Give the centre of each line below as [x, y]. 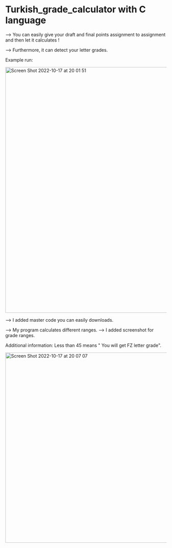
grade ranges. [20, 335]
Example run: [19, 60]
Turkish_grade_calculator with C [76, 9]
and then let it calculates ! [33, 40]
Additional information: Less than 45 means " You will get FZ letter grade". [83, 345]
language [26, 20]
